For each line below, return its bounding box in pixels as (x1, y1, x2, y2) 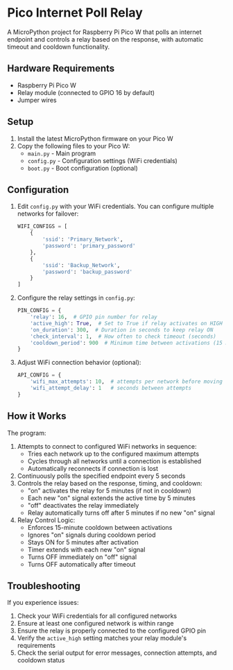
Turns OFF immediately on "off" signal (27, 553, 137, 561)
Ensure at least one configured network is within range (17, 619, 174, 628)
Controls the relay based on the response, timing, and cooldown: (17, 479, 202, 487)
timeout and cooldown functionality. (7, 42, 110, 51)
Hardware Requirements (7, 62, 115, 74)
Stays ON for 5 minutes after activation (27, 538, 139, 546)
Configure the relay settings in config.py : (17, 293, 135, 302)
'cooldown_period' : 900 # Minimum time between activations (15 (30, 339, 223, 346)
